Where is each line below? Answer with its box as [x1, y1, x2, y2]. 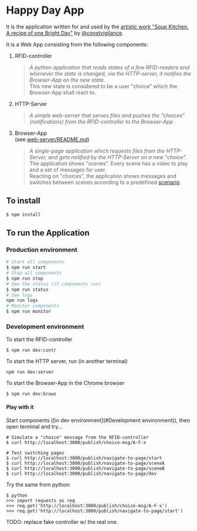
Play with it [6, 403, 34, 410]
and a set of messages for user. [29, 166, 107, 173]
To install [6, 196, 41, 206]
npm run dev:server [6, 369, 54, 375]
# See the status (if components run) [6, 281, 101, 287]
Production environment [6, 245, 78, 254]
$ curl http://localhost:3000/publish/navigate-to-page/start [6, 455, 162, 461]
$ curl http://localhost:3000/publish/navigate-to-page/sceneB [6, 465, 165, 471]
